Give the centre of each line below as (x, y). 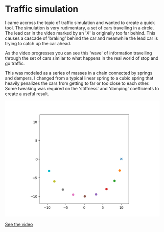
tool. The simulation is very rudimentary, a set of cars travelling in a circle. (80, 27)
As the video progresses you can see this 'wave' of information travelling (79, 53)
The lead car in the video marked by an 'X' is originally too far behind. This (80, 33)
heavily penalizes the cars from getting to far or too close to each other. (77, 83)
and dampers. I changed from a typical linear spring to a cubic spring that (79, 78)
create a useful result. (27, 94)
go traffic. (15, 63)
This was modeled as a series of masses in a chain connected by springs (79, 73)
